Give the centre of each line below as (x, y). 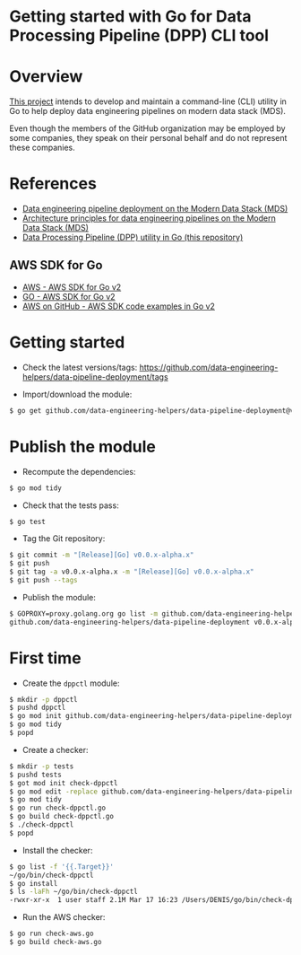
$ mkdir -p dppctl (43, 699)
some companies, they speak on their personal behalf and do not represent (148, 138)
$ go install (34, 883)
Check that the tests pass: (70, 505)
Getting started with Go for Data (130, 17)
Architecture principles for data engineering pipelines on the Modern (149, 218)
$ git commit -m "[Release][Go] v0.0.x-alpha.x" (102, 555)
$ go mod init (36, 716)
